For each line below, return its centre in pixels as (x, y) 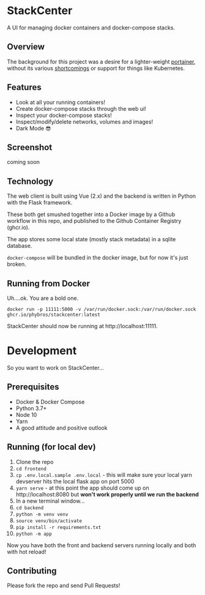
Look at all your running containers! (61, 102)
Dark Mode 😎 (33, 128)
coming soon (24, 162)
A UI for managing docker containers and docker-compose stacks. (91, 28)
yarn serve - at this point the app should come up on (82, 488)
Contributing (32, 571)
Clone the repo (35, 462)
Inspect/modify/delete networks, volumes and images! (84, 122)
